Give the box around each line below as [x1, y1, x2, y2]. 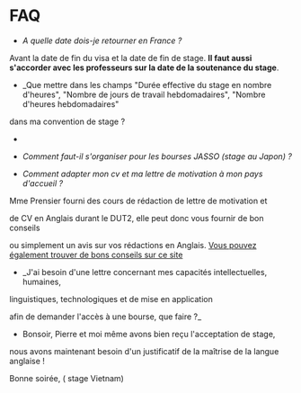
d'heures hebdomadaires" [22, 98, 120, 109]
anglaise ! [9, 355, 45, 366]
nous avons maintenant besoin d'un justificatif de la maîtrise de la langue [9, 345, 279, 356]
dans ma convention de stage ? [9, 116, 126, 127]
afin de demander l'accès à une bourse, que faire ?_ [9, 311, 202, 322]
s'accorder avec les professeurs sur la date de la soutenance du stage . [9, 62, 279, 73]
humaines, [22, 276, 61, 287]
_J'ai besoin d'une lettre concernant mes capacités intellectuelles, [22, 266, 268, 277]
